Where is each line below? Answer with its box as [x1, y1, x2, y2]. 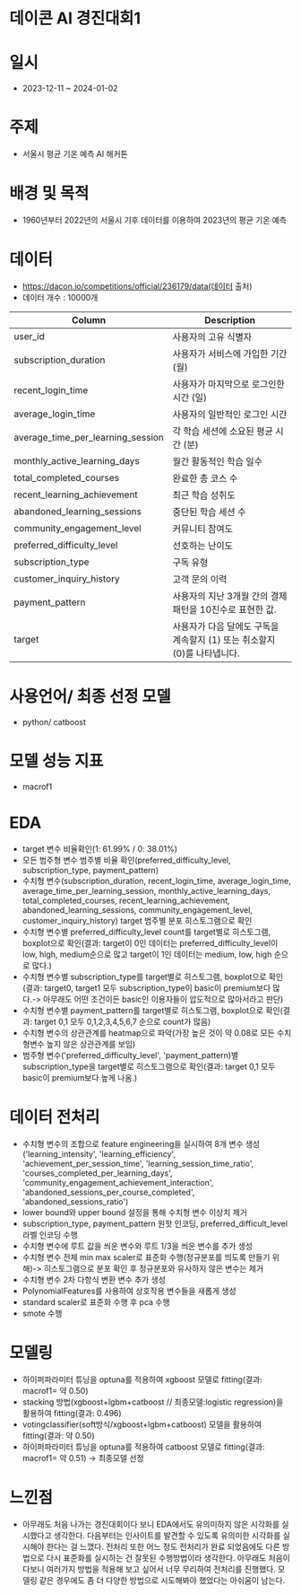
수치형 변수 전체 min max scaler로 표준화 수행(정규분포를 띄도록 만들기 [21, 1251, 271, 1262]
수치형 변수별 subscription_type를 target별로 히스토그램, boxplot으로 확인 [21, 971, 284, 982]
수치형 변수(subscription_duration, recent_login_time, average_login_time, [21, 875, 291, 886]
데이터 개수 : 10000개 [21, 292, 99, 302]
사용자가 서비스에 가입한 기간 [172, 347, 288, 360]
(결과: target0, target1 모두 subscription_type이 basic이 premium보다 [21, 982, 271, 993]
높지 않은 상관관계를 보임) [46, 1038, 136, 1049]
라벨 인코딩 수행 [21, 1229, 78, 1239]
